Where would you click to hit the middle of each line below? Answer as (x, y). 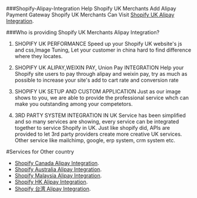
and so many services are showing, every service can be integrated (97, 122)
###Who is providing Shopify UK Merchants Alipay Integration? (83, 32)
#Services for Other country (40, 152)
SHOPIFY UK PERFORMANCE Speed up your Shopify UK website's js (98, 44)
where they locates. (39, 56)
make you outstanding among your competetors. (74, 104)
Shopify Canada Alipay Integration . (57, 163)
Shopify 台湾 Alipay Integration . (53, 189)
